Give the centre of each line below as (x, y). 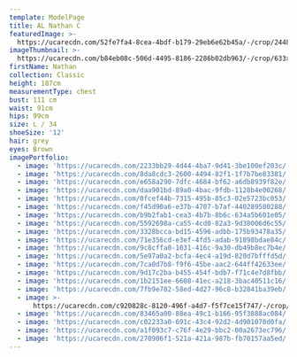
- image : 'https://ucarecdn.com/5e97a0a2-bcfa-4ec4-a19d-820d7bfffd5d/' (154, 256)
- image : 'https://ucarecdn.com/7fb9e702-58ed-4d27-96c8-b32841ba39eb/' (154, 289)
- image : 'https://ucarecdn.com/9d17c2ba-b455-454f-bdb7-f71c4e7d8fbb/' (154, 273)
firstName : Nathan (43, 67)
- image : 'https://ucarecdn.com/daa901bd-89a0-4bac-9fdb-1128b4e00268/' (154, 190)
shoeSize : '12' (37, 133)
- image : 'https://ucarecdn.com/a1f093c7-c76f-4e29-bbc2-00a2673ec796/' (154, 330)
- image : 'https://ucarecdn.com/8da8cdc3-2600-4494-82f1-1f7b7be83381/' (154, 174)
